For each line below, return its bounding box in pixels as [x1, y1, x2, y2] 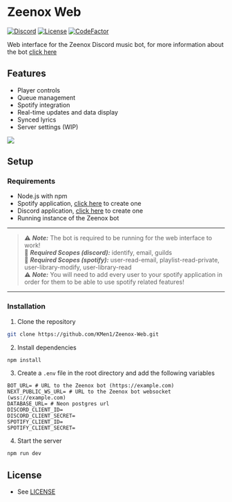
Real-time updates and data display [17, 108, 119, 116]
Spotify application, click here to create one [17, 200, 142, 208]
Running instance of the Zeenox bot [17, 214, 119, 222]
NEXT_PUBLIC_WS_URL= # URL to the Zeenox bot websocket [7, 388, 171, 396]
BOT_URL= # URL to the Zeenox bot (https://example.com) [7, 383, 175, 389]
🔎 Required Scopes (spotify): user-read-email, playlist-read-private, [23, 256, 220, 264]
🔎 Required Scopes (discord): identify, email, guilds [23, 249, 173, 257]
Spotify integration [17, 101, 70, 109]
